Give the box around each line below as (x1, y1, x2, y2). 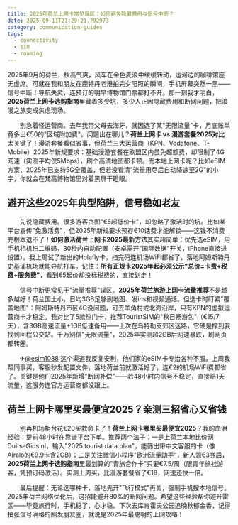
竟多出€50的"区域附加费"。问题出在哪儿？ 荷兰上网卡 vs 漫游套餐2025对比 (7, 129, 225, 139)
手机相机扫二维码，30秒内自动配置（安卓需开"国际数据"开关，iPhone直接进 (7, 244, 227, 252)
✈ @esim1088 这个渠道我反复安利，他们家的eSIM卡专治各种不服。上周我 (19, 354, 231, 362)
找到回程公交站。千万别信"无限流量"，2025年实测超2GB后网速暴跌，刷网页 (7, 330, 227, 338)
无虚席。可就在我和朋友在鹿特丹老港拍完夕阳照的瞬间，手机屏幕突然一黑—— (7, 79, 231, 87)
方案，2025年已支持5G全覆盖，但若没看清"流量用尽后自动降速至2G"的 (7, 165, 212, 174)
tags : (7, 30, 23, 38)
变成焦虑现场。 (25, 106, 69, 114)
